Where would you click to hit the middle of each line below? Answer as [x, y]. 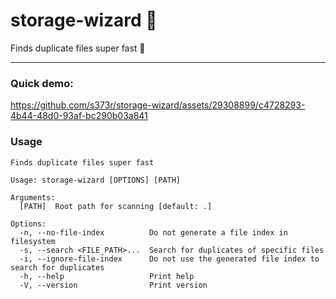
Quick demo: [42, 83]
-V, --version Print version [113, 285]
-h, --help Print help [107, 276]
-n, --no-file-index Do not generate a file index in [153, 232]
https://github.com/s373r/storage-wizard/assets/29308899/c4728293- [158, 105]
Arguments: [33, 197]
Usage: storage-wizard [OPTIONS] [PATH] [96, 180]
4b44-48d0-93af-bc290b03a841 [79, 116]
